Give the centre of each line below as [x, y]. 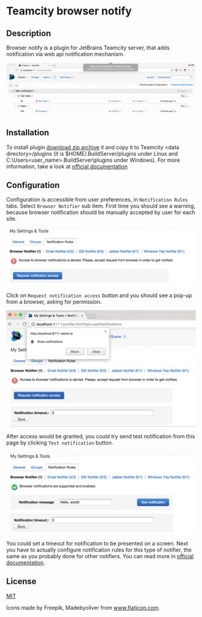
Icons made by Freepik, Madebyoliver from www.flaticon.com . [83, 607]
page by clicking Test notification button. [60, 443]
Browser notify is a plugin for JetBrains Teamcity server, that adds [88, 48]
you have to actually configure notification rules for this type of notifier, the [99, 550]
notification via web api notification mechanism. [66, 54]
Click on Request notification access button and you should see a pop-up [99, 295]
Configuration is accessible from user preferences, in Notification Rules [97, 200]
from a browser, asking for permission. [54, 302]
